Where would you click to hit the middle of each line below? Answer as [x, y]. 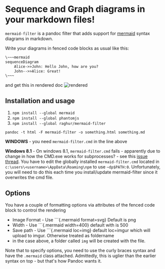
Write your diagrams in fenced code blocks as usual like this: [67, 48]
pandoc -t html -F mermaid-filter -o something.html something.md [75, 132]
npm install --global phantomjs [46, 118]
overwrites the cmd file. [29, 177]
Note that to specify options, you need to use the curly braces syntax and [80, 250]
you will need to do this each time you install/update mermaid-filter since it [81, 172]
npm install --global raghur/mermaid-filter [59, 124]
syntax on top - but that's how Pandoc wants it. [54, 261]
